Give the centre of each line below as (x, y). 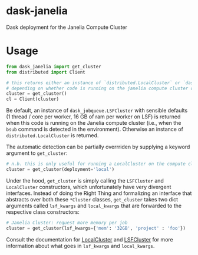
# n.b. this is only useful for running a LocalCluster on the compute (96, 164)
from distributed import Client (46, 72)
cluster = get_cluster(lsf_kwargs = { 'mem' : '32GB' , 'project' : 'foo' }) (96, 228)
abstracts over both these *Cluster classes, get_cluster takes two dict (92, 199)
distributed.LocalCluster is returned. (52, 135)
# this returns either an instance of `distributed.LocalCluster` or (93, 83)
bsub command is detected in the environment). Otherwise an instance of (95, 129)
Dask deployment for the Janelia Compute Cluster (67, 27)
